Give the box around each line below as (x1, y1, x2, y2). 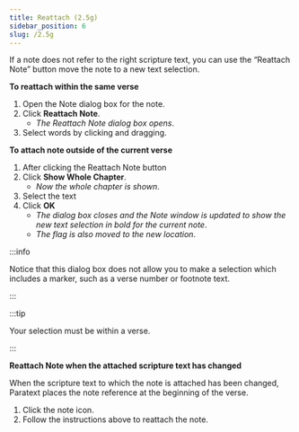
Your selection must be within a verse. (9, 325, 151, 337)
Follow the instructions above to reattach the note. (22, 414, 209, 425)
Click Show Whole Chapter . (22, 172, 128, 182)
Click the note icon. (22, 405, 94, 416)
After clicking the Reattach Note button (22, 163, 167, 173)
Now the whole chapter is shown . (35, 181, 160, 192)
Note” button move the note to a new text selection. (9, 64, 200, 75)
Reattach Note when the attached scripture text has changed (9, 360, 242, 371)
